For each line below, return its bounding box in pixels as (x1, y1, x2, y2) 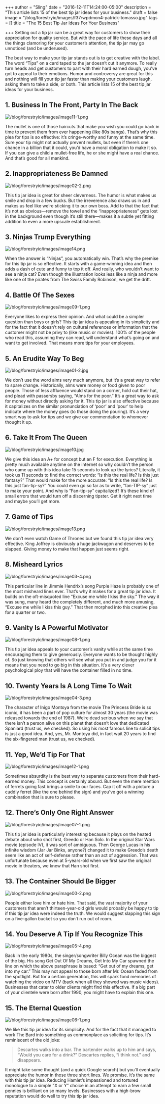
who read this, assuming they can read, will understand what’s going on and (5, 335, 160, 341)
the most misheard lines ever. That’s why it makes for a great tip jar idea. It (5, 588, 156, 594)
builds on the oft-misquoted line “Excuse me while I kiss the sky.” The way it (5, 594, 160, 600)
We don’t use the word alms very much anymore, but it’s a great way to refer (5, 377, 161, 383)
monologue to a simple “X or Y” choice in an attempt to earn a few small (5, 1083, 151, 1089)
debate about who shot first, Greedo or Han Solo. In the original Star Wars (5, 836, 155, 842)
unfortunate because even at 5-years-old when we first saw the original (5, 857, 151, 863)
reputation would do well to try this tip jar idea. (5, 1093, 99, 1099)
